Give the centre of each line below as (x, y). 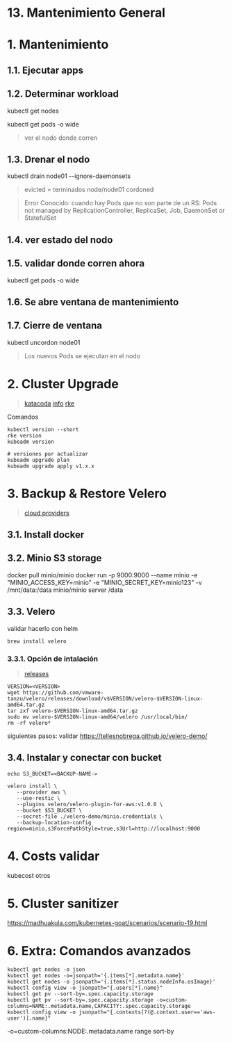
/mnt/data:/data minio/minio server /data (65, 590)
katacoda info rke (49, 403)
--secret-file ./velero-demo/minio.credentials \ (90, 816)
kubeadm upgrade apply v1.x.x (51, 466)
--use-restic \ (38, 798)
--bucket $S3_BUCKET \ (49, 810)
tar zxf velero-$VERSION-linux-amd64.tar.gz (73, 711)
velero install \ (32, 786)
